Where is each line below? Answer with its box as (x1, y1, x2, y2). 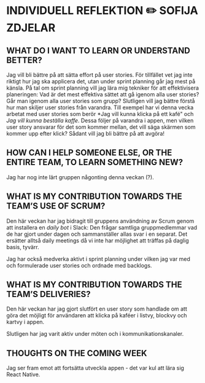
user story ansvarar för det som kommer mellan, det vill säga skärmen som (6, 123, 196, 131)
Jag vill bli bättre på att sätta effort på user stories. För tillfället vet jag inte (6, 71, 193, 79)
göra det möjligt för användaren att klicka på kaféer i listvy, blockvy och (6, 312, 187, 319)
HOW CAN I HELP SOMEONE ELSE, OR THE (6, 147, 172, 158)
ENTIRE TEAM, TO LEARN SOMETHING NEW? (6, 157, 184, 168)
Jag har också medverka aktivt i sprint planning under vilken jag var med (6, 255, 190, 263)
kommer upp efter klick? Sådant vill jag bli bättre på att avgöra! (6, 130, 164, 137)
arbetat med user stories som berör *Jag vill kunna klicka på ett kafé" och (6, 110, 194, 117)
